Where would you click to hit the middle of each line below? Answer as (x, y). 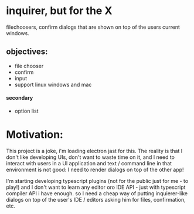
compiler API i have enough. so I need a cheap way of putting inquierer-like (97, 193)
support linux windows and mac (53, 84)
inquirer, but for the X (59, 11)
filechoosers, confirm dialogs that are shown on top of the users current (93, 27)
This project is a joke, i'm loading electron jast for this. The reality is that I (94, 151)
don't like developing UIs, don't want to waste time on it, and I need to (90, 157)
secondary (20, 98)
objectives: (27, 52)
